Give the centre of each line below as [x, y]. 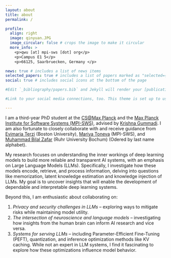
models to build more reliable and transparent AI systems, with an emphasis [85, 160]
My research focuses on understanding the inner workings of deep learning [85, 154]
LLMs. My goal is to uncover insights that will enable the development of [81, 182]
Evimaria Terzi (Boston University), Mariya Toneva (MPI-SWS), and [75, 134]
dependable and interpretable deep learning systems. [62, 187]
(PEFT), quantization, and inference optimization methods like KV [81, 239]
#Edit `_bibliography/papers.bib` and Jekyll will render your [74, 90]
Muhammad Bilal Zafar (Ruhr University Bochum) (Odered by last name [80, 139]
